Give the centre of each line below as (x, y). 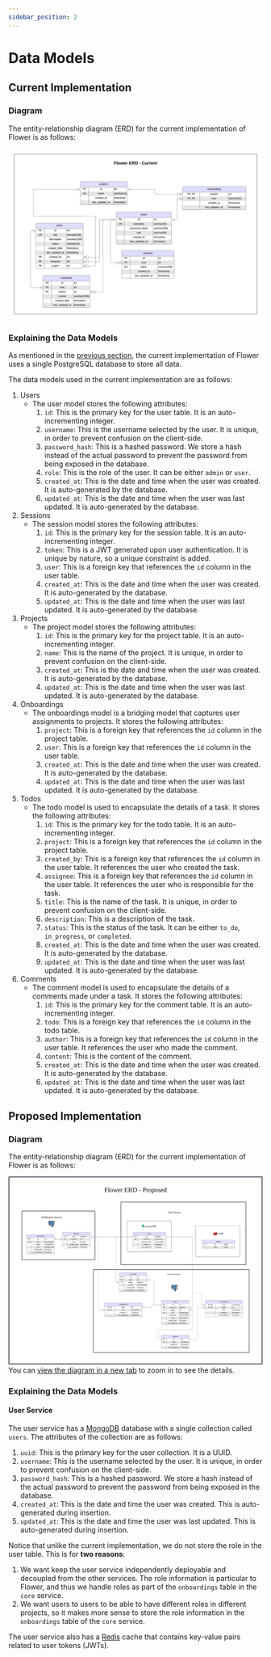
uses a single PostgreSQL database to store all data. (95, 364)
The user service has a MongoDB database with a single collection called (130, 1428)
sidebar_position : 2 (43, 17)
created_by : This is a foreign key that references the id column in (152, 859)
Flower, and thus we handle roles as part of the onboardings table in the (138, 1587)
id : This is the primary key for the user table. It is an (130, 413)
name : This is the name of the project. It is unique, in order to (144, 653)
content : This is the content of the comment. (118, 1056)
